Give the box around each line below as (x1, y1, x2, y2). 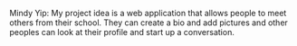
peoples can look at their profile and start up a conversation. (9, 27, 235, 37)
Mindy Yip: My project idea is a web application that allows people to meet (9, 8, 287, 18)
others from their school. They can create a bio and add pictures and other (9, 17, 288, 28)
